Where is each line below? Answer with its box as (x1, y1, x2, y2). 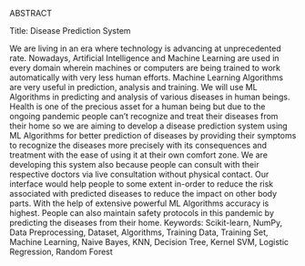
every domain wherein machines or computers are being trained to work (9, 63, 280, 73)
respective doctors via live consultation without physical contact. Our (9, 169, 269, 179)
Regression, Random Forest (9, 246, 114, 257)
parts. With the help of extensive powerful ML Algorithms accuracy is (9, 198, 269, 209)
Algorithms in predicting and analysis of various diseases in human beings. (9, 91, 290, 102)
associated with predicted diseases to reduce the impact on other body (9, 189, 278, 199)
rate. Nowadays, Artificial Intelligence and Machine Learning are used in (9, 53, 280, 63)
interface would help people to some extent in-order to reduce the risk (9, 179, 274, 189)
